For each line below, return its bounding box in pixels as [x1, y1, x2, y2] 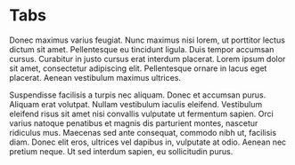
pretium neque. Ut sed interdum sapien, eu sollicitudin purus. [9, 145, 234, 156]
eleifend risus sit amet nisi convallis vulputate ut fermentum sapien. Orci [9, 108, 274, 119]
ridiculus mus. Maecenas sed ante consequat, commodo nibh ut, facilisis [9, 127, 277, 137]
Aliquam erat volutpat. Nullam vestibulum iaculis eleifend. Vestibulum [9, 98, 263, 109]
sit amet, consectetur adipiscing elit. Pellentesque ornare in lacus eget [9, 63, 267, 74]
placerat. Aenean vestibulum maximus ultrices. [9, 72, 181, 82]
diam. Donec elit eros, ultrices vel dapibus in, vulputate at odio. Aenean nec [9, 137, 287, 147]
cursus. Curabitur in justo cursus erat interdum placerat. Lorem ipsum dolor [9, 53, 286, 64]
